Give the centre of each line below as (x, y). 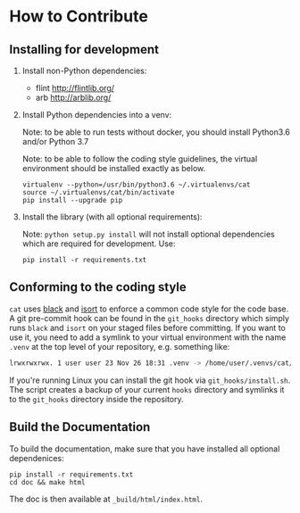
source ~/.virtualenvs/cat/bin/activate (98, 193)
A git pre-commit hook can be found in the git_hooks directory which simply (150, 318)
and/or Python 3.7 (55, 141)
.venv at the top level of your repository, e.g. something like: (120, 346)
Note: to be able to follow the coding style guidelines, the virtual (140, 159)
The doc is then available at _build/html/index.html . (106, 499)
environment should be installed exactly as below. (114, 168)
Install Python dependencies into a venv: (97, 115)
